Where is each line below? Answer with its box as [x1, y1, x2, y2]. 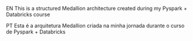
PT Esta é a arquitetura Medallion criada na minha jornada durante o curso [6, 23, 185, 29]
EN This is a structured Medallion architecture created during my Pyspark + [6, 5, 188, 12]
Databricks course [6, 11, 51, 18]
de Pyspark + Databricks [6, 28, 66, 35]
